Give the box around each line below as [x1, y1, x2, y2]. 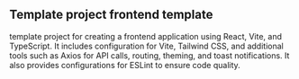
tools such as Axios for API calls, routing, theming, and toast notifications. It [9, 49, 290, 61]
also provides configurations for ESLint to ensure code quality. [9, 59, 240, 70]
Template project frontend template [9, 7, 213, 22]
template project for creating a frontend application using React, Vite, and [9, 31, 282, 41]
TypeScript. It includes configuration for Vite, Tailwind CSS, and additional [9, 40, 284, 51]
